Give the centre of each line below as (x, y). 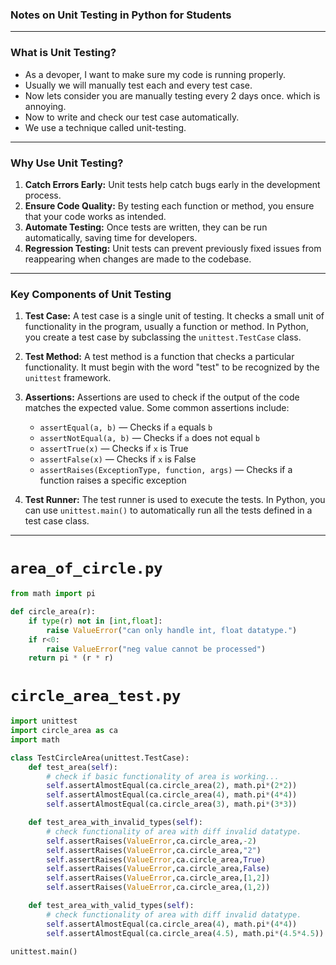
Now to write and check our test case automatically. (132, 117)
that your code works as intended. (95, 216)
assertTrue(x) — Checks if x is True (114, 449)
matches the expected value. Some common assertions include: (157, 408)
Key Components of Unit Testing (91, 294)
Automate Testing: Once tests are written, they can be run (146, 227)
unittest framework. (68, 378)
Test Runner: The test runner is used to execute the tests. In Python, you (175, 500)
